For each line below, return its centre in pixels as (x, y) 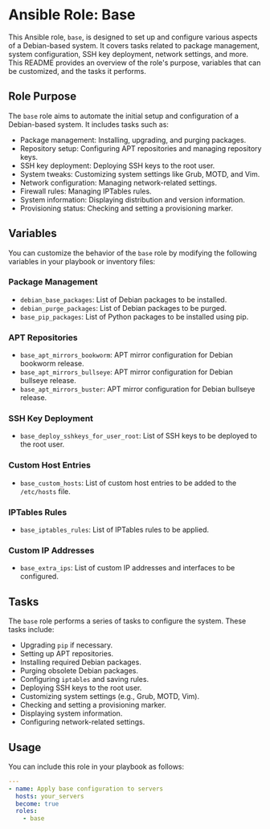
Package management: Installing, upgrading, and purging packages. (133, 140)
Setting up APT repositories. (67, 654)
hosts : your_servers (50, 796)
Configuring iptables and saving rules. (84, 680)
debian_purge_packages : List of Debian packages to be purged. (123, 308)
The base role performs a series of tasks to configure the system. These (127, 621)
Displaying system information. (71, 713)
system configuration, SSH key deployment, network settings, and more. (129, 54)
